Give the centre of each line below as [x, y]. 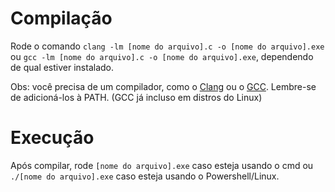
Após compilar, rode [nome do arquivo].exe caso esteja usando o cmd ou [162, 165]
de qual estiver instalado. [62, 67]
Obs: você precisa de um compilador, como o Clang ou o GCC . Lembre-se [163, 86]
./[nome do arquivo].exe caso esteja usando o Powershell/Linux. [145, 176]
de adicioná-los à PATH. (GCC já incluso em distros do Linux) [136, 97]
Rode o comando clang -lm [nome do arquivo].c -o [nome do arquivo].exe [167, 46]
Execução [52, 138]
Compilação [61, 18]
